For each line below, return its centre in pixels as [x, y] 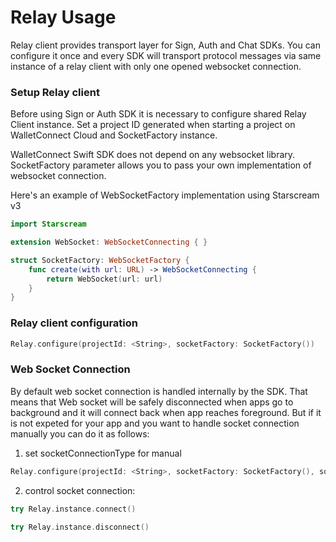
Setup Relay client [55, 92]
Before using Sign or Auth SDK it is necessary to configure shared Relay [158, 114]
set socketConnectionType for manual [103, 453]
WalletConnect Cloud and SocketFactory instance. [114, 135]
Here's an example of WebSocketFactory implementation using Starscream [165, 195]
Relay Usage [63, 17]
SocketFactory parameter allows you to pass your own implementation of [161, 165]
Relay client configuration [74, 323]
